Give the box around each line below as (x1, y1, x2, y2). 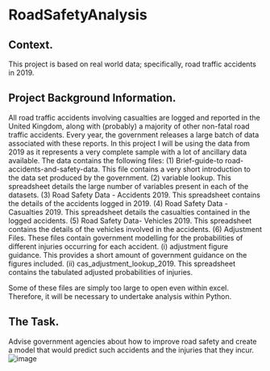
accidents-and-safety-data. (8, 164, 101, 174)
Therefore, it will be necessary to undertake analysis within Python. (8, 291, 232, 301)
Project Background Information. (8, 91, 177, 105)
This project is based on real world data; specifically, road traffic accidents (8, 59, 256, 69)
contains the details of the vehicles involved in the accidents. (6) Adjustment (8, 224, 263, 234)
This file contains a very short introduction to (102, 164, 251, 174)
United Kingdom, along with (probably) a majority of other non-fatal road (8, 121, 250, 131)
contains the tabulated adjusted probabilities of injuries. (8, 267, 193, 276)
